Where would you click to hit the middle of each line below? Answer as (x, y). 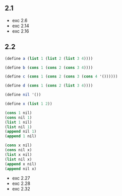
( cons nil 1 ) (18, 118)
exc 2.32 (21, 189)
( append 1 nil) (21, 136)
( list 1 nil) (18, 122)
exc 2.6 (20, 20)
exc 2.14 (21, 26)
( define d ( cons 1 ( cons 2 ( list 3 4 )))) (49, 86)
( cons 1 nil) (18, 113)
